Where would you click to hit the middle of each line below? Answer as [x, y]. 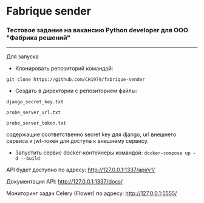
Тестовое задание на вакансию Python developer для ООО [97, 30]
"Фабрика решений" [39, 38]
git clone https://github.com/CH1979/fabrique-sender [76, 80]
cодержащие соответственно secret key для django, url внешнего [91, 134]
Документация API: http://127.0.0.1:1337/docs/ [65, 182]
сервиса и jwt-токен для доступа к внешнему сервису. [77, 141]
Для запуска [23, 57]
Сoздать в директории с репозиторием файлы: [76, 91]
